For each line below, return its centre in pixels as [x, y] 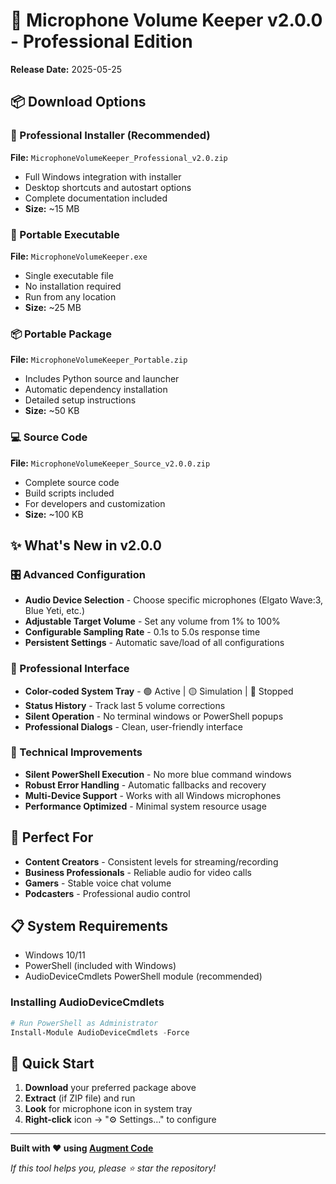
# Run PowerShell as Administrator [84, 1023]
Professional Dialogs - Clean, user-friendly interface [133, 726]
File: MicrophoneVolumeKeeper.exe [79, 256]
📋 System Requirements [89, 926]
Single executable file [69, 275]
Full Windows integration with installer [103, 176]
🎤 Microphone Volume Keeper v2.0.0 [166, 20]
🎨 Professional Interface [70, 669]
